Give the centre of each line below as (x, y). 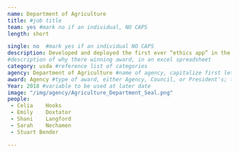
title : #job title (34, 21)
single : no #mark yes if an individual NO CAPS (81, 47)
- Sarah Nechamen (41, 125)
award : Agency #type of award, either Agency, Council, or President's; (117, 79)
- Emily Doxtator (41, 113)
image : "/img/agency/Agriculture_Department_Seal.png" (90, 93)
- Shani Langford (41, 119)
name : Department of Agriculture (57, 14)
